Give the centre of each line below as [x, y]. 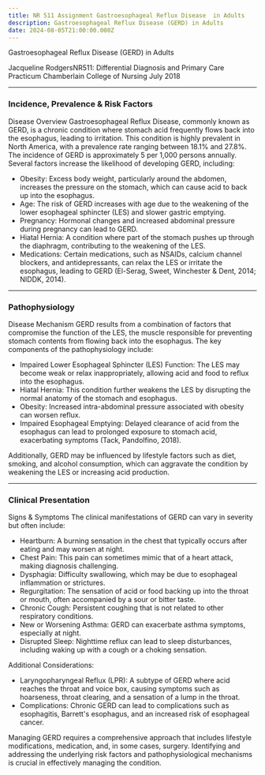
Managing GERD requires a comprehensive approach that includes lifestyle [130, 738]
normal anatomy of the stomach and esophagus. [98, 398]
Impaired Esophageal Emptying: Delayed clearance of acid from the [129, 423]
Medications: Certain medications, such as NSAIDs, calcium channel [131, 254]
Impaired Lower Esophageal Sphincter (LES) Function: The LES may [130, 365]
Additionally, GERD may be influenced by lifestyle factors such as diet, [122, 455]
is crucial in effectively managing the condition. [85, 763]
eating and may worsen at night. [72, 549]
